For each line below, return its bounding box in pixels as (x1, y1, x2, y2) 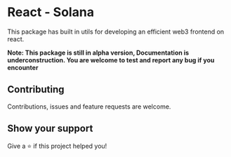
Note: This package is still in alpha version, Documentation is (7, 48, 190, 57)
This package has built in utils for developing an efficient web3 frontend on (7, 27, 225, 36)
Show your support (7, 123, 93, 135)
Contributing (7, 83, 65, 95)
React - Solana (7, 4, 95, 20)
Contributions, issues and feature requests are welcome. (7, 102, 171, 111)
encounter (7, 63, 39, 71)
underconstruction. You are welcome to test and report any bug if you (7, 55, 215, 64)
